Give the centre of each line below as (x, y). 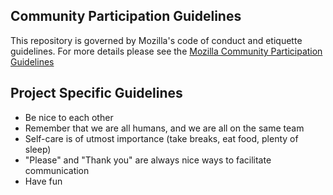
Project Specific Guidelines (96, 93)
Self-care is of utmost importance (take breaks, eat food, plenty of (161, 138)
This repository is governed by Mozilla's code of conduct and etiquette (156, 40)
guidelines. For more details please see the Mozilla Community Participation (166, 51)
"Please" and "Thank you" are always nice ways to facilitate (148, 160)
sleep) (38, 149)
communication (57, 170)
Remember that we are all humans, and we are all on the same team (164, 128)
